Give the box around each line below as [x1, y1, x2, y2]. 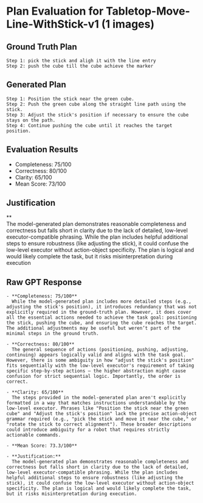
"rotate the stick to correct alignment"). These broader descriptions [6, 421, 191, 428]
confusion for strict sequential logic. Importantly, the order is [6, 374, 181, 380]
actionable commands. [6, 432, 61, 438]
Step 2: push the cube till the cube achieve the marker [6, 63, 154, 69]
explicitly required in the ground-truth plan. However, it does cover [6, 309, 191, 316]
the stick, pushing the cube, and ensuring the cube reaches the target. [6, 320, 198, 326]
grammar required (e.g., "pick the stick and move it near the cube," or [6, 416, 198, 422]
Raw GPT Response [6, 277, 82, 288]
